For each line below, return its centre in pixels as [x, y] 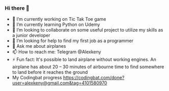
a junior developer [31, 36]
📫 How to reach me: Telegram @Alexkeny [57, 52]
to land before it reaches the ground [50, 72]
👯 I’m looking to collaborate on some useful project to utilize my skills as [88, 30]
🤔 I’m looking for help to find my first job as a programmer [73, 41]
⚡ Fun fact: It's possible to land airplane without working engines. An [84, 59]
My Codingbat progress [37, 78]
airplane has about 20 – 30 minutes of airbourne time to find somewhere [88, 67]
